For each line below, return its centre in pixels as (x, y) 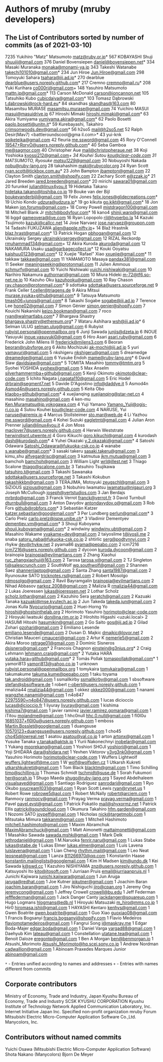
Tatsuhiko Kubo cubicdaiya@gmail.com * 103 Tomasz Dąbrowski (69, 98)
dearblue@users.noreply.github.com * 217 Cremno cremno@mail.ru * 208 (78, 83)
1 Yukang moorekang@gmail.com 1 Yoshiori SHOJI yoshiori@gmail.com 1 (78, 747)
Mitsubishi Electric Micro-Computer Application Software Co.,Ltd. (71, 1017)
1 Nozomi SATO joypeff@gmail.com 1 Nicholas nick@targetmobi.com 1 (75, 814)
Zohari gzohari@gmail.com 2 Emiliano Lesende (52, 627)
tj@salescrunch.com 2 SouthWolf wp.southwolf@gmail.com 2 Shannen (76, 565)
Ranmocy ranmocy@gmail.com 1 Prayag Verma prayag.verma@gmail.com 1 (81, 799)
